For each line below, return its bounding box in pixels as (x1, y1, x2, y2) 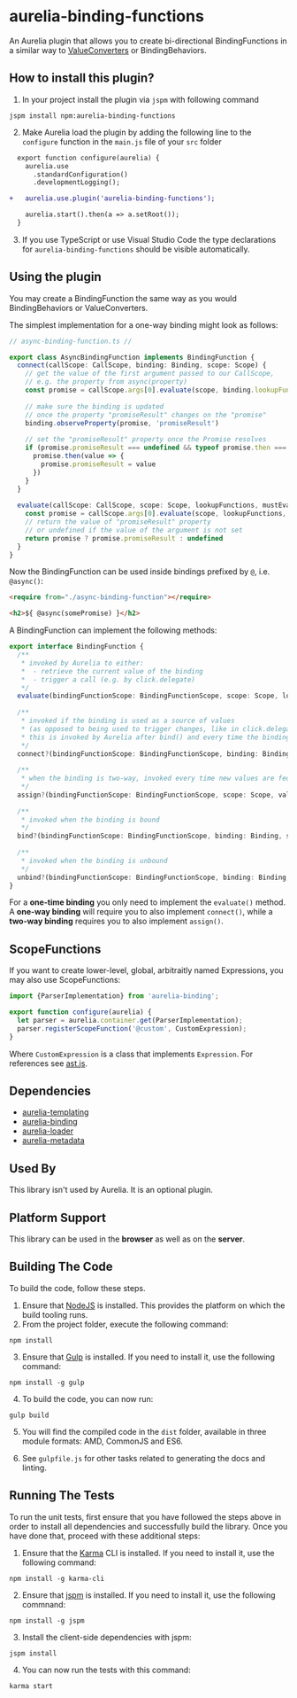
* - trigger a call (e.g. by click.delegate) (20, 675, 196, 684)
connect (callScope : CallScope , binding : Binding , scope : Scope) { (17, 361, 267, 370)
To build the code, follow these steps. (9, 1282, 146, 1293)
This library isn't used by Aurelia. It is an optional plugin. (9, 1185, 214, 1196)
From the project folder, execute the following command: (21, 1319, 229, 1329)
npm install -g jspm (9, 1616, 86, 1625)
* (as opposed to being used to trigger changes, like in (20, 724, 240, 733)
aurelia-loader (21, 1126, 74, 1136)
